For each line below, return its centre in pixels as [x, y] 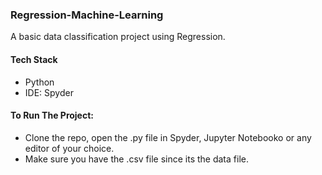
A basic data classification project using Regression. [118, 37]
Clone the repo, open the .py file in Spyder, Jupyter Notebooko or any [168, 137]
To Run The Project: [52, 115]
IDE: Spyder [49, 92]
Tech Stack [34, 59]
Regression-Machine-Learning [87, 15]
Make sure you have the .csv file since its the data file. [136, 159]
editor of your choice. [69, 148]
